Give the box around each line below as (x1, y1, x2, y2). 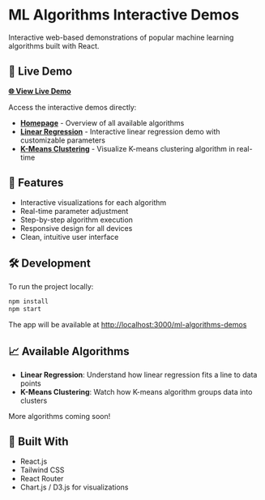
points (19, 378, 42, 388)
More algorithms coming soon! (8, 411, 111, 421)
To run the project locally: (8, 282, 94, 292)
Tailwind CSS (19, 464, 65, 475)
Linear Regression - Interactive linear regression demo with (19, 126, 220, 136)
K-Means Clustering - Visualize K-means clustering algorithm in (19, 143, 235, 153)
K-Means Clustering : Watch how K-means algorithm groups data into (19, 387, 253, 396)
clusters (19, 395, 48, 405)
